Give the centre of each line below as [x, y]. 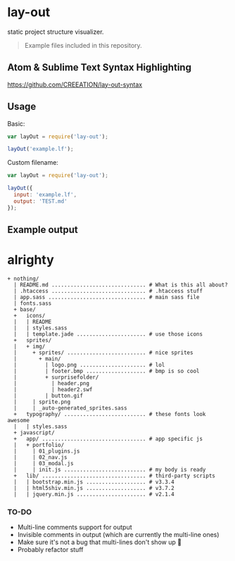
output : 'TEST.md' [41, 201]
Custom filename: [33, 163]
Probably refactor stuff [50, 550]
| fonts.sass [33, 303]
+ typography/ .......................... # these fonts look [110, 415]
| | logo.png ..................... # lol [89, 365]
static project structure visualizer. [56, 32]
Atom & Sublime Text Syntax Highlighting [100, 68]
